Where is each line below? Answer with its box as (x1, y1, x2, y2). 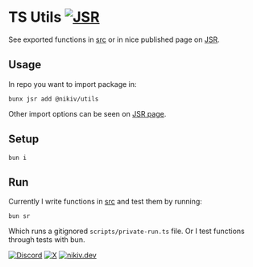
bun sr (8, 212, 31, 220)
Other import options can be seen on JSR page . (8, 109, 167, 118)
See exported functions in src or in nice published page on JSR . (8, 35, 220, 44)
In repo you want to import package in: (8, 79, 137, 88)
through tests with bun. (8, 235, 85, 244)
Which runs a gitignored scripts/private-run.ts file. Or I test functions (8, 226, 245, 236)
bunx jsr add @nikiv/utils (8, 95, 99, 103)
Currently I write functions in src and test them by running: (8, 197, 203, 207)
